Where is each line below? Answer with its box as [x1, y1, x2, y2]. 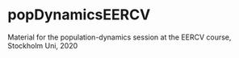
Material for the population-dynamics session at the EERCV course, [7, 32, 232, 42]
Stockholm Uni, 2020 [7, 40, 78, 50]
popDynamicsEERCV [7, 6, 151, 24]
